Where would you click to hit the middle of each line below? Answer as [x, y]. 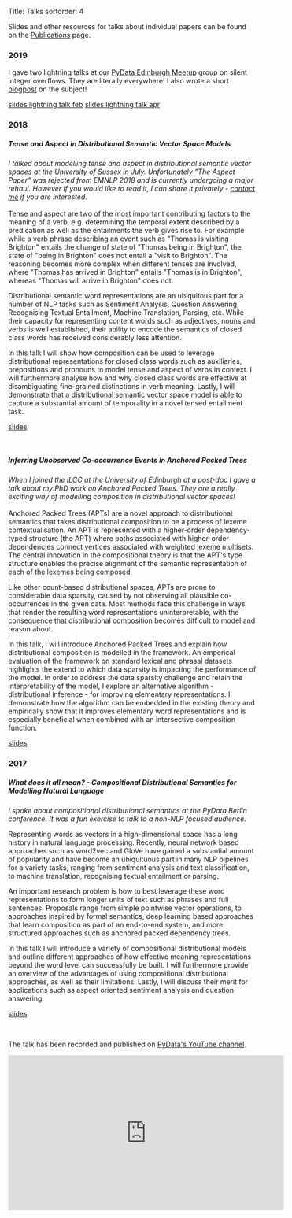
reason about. [31, 629]
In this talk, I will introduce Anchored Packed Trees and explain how [118, 644]
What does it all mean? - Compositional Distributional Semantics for [122, 782]
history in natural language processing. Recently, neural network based [124, 842]
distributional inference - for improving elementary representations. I [119, 694]
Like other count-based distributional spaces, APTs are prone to [112, 587]
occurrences [29, 604]
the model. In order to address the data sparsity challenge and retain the [126, 678]
